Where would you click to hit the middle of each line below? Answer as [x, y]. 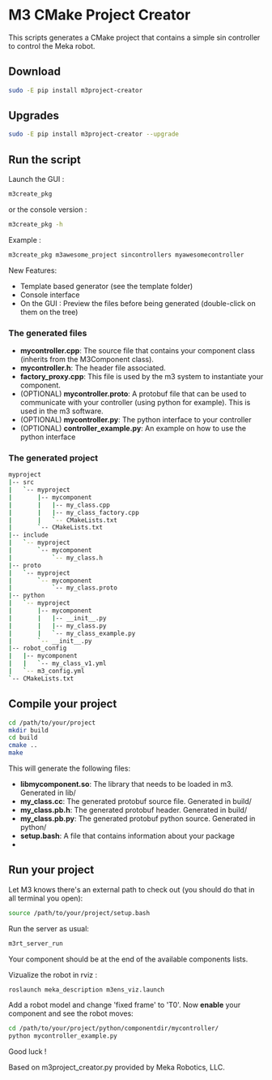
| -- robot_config [38, 648]
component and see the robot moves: [71, 1013]
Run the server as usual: [49, 928]
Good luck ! [28, 1052]
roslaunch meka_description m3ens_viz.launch [86, 989]
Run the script [45, 160]
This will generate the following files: [70, 768]
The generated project [53, 458]
